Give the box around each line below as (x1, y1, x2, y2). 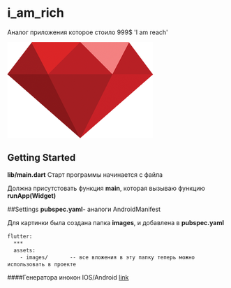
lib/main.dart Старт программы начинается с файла (7, 170, 163, 179)
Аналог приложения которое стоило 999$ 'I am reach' (7, 28, 169, 36)
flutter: (7, 233, 33, 240)
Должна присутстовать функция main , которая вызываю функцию (7, 184, 206, 192)
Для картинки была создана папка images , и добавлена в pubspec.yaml (7, 218, 225, 226)
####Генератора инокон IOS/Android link (7, 273, 129, 281)
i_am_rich (7, 5, 65, 21)
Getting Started (7, 152, 76, 164)
